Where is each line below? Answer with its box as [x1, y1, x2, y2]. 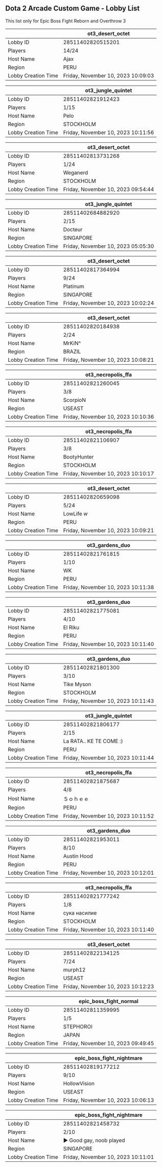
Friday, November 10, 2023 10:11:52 [63, 812, 154, 819]
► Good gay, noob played [63, 1137, 125, 1144]
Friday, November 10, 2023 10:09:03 [63, 72, 154, 79]
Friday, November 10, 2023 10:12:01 [63, 869, 154, 876]
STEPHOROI [63, 1023, 93, 1030]
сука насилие [63, 909, 97, 916]
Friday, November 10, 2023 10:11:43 [63, 697, 154, 705]
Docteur [63, 226, 83, 233]
